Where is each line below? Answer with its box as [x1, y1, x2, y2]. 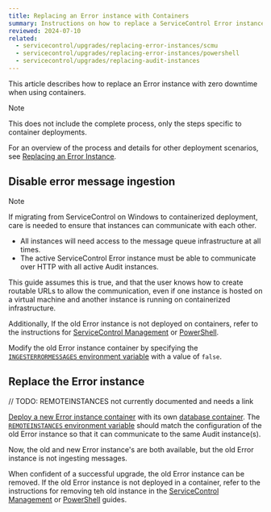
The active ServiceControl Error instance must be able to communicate [19, 253, 256, 263]
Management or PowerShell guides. [8, 494, 127, 504]
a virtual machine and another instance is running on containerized [8, 294, 231, 304]
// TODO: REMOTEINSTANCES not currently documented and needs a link [8, 396, 254, 406]
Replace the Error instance [8, 375, 145, 389]
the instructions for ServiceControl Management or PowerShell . [8, 327, 219, 337]
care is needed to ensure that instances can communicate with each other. [8, 220, 256, 230]
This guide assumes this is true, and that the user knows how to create [8, 277, 244, 287]
